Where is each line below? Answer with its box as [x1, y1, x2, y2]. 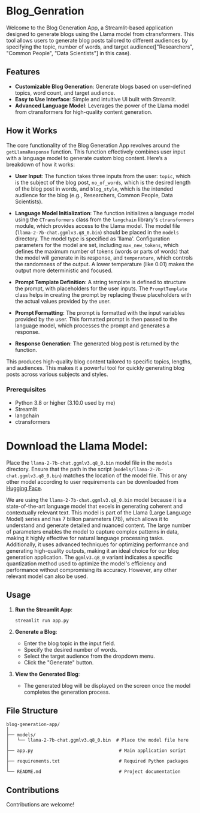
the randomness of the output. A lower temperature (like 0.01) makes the [14, 260, 195, 267]
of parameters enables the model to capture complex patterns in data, [6, 528, 180, 535]
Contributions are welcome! [6, 801, 75, 808]
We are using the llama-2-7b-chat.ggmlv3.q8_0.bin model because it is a [6, 496, 187, 503]
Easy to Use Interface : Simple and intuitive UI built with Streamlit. [14, 95, 177, 103]
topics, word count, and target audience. [14, 89, 116, 97]
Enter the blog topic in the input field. [23, 640, 116, 647]
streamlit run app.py [14, 618, 69, 624]
